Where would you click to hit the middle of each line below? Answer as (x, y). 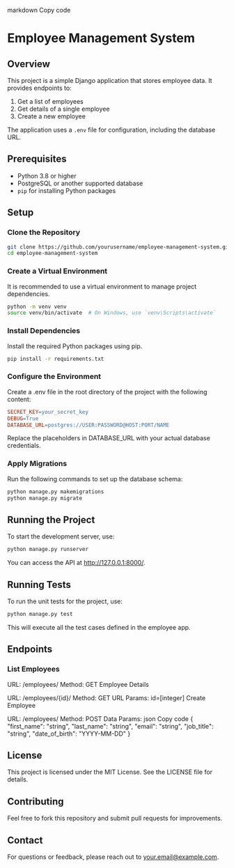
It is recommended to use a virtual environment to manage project (102, 286)
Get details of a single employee (63, 109)
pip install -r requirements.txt (56, 359)
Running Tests (39, 584)
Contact (25, 840)
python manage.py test (40, 614)
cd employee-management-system (53, 254)
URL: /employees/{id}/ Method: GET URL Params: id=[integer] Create (107, 698)
